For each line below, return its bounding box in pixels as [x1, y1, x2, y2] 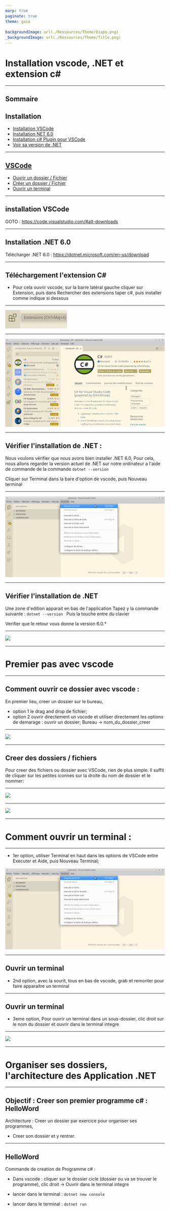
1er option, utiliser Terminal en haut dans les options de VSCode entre [12, 853, 158, 859]
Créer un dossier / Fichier [12, 180, 66, 186]
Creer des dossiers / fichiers [5, 754, 97, 762]
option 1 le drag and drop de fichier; [12, 708, 88, 714]
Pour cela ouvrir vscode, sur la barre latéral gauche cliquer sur [12, 285, 143, 291]
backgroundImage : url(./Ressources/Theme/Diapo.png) [5, 29, 119, 35]
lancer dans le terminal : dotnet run [12, 1201, 87, 1207]
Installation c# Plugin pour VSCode [12, 136, 86, 142]
